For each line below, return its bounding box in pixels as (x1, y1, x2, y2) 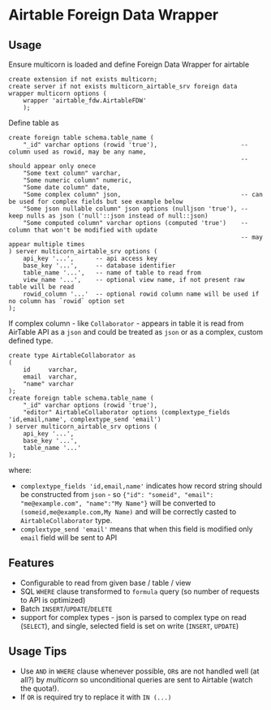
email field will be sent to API (19, 533, 118, 542)
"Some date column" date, (23, 184, 111, 192)
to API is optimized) (19, 595, 86, 604)
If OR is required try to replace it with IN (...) (19, 692, 172, 702)
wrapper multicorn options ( (8, 89, 107, 97)
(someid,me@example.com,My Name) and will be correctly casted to (19, 507, 237, 517)
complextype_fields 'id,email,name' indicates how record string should (19, 481, 262, 491)
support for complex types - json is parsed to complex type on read (19, 612, 247, 622)
